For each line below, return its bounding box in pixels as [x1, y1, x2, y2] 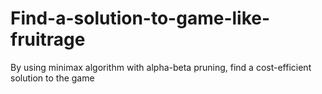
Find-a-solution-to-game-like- [10, 7, 271, 30]
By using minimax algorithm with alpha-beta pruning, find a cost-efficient [10, 61, 312, 73]
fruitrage [10, 28, 86, 51]
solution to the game [10, 72, 95, 84]
